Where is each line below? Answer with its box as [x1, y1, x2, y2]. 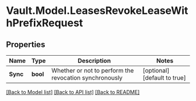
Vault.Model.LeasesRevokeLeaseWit [6, 4, 188, 17]
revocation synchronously [51, 74, 123, 82]
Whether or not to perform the [51, 67, 134, 74]
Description [78, 57, 111, 64]
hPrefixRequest [6, 16, 83, 30]
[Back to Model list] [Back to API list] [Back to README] [6, 89, 140, 95]
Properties [6, 39, 45, 49]
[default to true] [142, 74, 187, 82]
